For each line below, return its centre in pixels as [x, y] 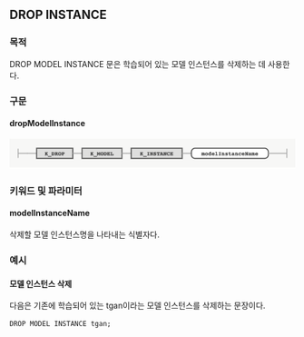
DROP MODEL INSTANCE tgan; [60, 324]
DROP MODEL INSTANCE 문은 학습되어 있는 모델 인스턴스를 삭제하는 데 [137, 64]
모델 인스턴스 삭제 [41, 283]
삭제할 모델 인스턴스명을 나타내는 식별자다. [85, 234]
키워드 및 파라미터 [46, 191]
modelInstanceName [50, 213]
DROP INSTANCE [58, 15]
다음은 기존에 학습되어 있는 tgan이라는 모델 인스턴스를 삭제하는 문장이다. [137, 306]
